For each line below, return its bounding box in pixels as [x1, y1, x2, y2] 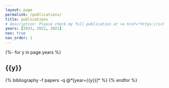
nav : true [5, 31, 26, 36]
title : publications [5, 17, 49, 22]
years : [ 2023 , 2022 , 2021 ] [5, 26, 62, 31]
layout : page [5, 7, 33, 13]
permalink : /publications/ [5, 12, 62, 17]
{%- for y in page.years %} [5, 49, 61, 55]
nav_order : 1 [5, 36, 33, 41]
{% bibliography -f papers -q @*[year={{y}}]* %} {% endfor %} [5, 77, 138, 83]
